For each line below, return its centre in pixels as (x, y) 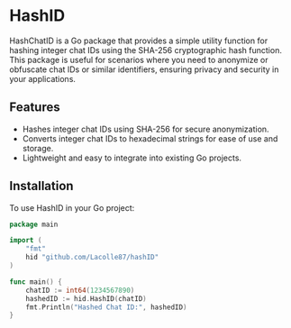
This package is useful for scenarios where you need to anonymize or (139, 59)
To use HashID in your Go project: (72, 207)
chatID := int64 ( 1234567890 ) (80, 290)
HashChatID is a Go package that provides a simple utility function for (139, 41)
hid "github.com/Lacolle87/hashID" (92, 258)
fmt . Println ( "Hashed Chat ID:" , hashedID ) (106, 307)
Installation (41, 186)
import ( (26, 241)
